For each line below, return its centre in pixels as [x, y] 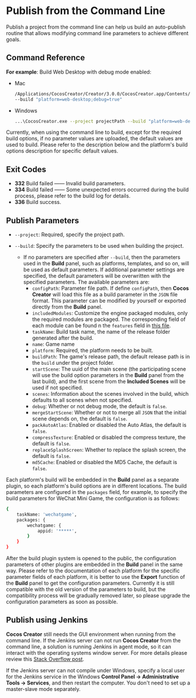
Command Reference [46, 58]
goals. [13, 39]
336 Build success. [38, 202]
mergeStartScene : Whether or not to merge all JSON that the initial [109, 412]
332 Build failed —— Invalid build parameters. [70, 184]
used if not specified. [58, 388]
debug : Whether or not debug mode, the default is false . [99, 406]
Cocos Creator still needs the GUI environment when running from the [91, 634]
